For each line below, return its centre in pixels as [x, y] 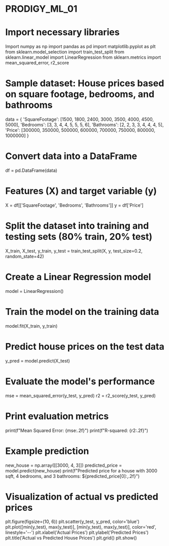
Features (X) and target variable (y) [81, 191]
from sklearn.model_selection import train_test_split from [65, 52]
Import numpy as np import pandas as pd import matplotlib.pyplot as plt [81, 47]
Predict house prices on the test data [85, 346]
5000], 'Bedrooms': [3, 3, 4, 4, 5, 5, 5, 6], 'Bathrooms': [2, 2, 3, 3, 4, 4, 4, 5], [84, 125]
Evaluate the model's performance [80, 381]
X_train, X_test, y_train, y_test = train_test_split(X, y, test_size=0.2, [74, 251]
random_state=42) [25, 256]
